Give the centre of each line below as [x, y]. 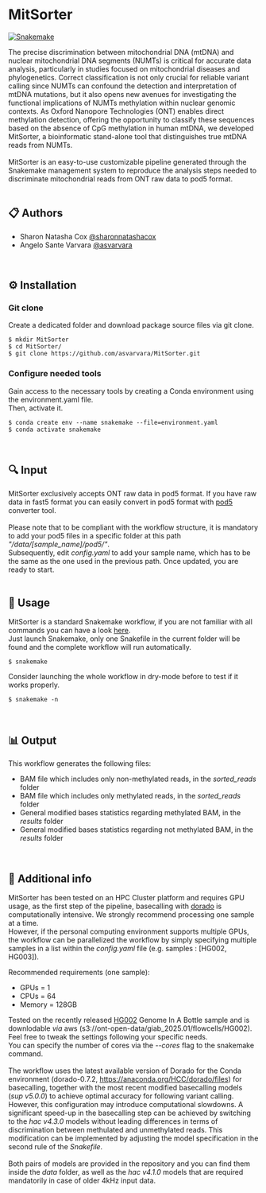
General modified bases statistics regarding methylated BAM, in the [130, 813]
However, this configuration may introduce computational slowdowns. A [126, 1104]
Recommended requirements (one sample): [79, 972]
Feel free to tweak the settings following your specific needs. [108, 1036]
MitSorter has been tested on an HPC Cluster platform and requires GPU [126, 897]
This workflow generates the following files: [80, 764]
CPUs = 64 [38, 996]
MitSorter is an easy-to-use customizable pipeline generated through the [127, 161]
